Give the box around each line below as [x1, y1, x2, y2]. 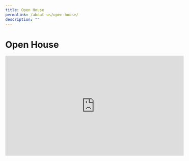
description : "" [5, 17, 40, 22]
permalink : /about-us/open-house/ [5, 12, 79, 17]
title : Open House [5, 7, 44, 13]
